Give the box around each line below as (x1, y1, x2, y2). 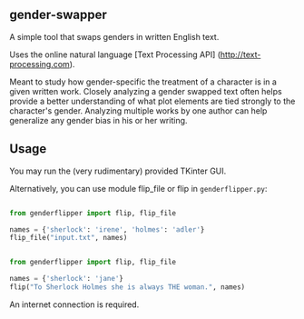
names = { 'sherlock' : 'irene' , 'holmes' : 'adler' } (9, 224, 205, 234)
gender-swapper (9, 7, 107, 23)
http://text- (220, 49, 261, 60)
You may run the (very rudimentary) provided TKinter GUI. (9, 165, 227, 176)
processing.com (9, 58, 70, 69)
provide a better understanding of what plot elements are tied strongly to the (9, 95, 296, 106)
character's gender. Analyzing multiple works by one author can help (9, 105, 268, 116)
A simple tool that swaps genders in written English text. (9, 31, 220, 42)
